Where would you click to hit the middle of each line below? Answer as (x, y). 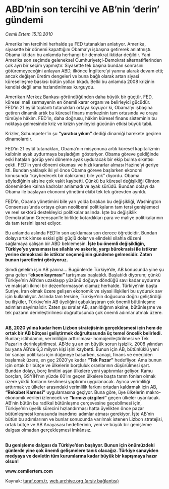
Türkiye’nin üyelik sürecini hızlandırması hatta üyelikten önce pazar (75, 408)
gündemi (24, 20)
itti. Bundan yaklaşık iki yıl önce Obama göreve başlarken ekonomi (74, 170)
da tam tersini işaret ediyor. (34, 223)
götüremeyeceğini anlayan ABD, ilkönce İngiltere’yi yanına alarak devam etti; (84, 71)
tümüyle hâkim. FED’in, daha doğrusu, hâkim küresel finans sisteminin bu (81, 118)
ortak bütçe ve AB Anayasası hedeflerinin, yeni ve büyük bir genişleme (79, 424)
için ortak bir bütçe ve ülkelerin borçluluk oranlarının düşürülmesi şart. (78, 365)
